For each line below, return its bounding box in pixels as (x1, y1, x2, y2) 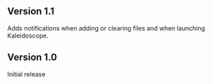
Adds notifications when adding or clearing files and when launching (7, 24, 205, 32)
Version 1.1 (7, 6, 55, 17)
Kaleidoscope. (7, 31, 49, 40)
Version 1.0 (7, 51, 57, 63)
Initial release (7, 69, 45, 78)
